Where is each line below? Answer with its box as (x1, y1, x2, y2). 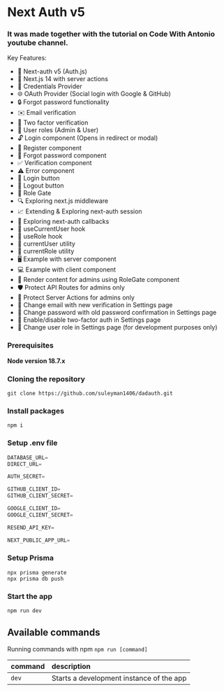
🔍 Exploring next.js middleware (17, 197, 109, 205)
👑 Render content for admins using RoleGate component (17, 276, 180, 284)
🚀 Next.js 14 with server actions (17, 75, 108, 83)
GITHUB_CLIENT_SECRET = (7, 493, 73, 500)
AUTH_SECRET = (7, 473, 45, 480)
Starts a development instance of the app (51, 673, 187, 683)
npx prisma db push (7, 575, 64, 582)
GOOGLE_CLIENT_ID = (7, 505, 61, 512)
